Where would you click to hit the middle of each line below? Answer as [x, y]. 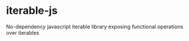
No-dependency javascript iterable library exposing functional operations [95, 27]
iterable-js [32, 11]
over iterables [23, 32]
